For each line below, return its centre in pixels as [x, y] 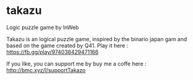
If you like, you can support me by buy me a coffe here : [76, 64]
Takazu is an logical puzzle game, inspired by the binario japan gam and [97, 39]
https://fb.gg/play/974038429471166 [52, 52]
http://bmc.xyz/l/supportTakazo [46, 70]
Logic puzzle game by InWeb [43, 27]
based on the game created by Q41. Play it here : [67, 45]
